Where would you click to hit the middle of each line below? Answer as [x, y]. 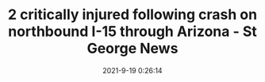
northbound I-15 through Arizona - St [132, 31]
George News [132, 49]
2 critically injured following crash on [132, 15]
